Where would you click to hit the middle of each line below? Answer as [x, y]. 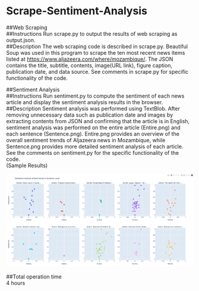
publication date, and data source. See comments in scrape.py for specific [97, 71]
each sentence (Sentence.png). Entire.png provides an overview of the [93, 134]
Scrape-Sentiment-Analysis [77, 11]
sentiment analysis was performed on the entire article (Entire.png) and [93, 127]
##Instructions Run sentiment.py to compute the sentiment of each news [95, 96]
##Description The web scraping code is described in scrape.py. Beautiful [97, 46]
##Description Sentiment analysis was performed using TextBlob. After [93, 108]
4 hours [16, 283]
